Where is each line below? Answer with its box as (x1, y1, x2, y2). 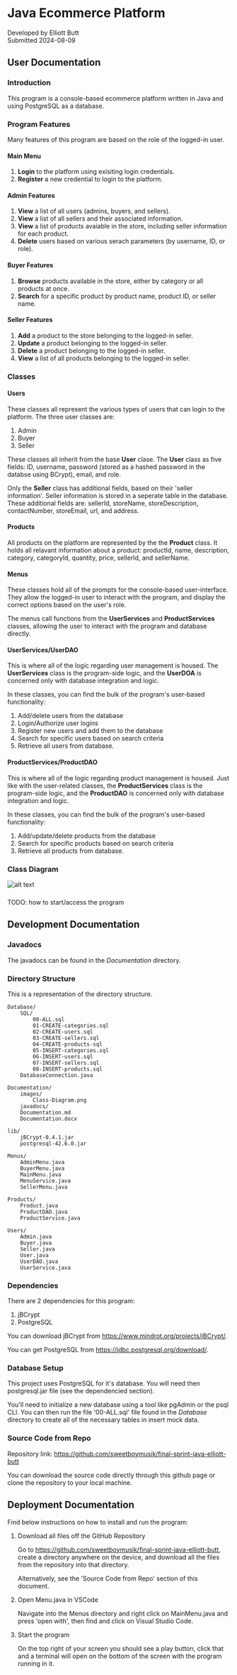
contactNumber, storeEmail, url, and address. (7, 506, 139, 515)
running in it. (17, 1659, 54, 1668)
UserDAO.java (20, 1258, 59, 1265)
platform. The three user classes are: (7, 412, 115, 421)
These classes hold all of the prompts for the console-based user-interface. (7, 585, 229, 594)
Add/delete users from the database (17, 712, 124, 720)
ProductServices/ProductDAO (7, 758, 98, 767)
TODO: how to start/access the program (7, 897, 125, 906)
